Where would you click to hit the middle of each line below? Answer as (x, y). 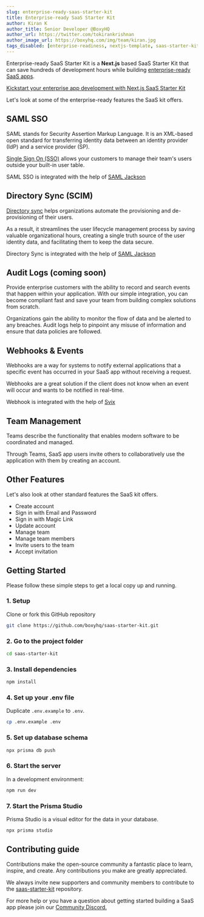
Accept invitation (36, 551)
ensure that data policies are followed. (54, 331)
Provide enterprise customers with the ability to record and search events (98, 288)
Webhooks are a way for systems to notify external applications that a (93, 366)
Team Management (44, 421)
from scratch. (23, 307)
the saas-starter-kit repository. (45, 889)
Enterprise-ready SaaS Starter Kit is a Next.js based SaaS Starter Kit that (98, 63)
